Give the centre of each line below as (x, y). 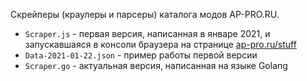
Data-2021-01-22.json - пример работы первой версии (141, 55)
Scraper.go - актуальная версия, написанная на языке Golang (156, 65)
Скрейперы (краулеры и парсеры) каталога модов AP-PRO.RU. (145, 14)
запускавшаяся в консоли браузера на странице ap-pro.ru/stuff (160, 44)
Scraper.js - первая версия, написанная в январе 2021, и (147, 33)
